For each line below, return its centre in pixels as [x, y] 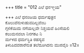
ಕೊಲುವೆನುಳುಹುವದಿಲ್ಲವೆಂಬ [26, 23]
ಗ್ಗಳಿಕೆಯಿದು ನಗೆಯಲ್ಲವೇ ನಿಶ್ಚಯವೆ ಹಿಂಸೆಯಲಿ [37, 28]
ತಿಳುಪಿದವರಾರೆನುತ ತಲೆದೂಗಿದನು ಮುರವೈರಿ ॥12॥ [42, 45]
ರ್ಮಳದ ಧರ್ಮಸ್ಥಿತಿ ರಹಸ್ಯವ [25, 39]
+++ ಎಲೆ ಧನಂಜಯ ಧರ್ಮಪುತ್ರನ [31, 17]
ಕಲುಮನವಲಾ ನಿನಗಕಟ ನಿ [24, 34]
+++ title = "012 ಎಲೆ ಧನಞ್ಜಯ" [34, 7]
